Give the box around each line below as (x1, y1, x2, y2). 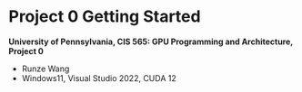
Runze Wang (21, 63, 70, 74)
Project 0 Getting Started (8, 6, 201, 27)
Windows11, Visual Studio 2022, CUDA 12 (21, 72, 176, 83)
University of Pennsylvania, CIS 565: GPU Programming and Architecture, (8, 36, 293, 47)
